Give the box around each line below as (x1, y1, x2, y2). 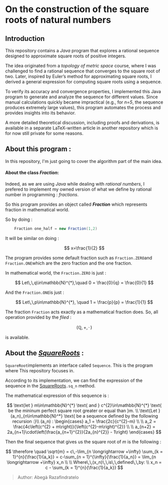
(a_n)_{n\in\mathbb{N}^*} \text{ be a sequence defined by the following (10, 413, 158, 419)
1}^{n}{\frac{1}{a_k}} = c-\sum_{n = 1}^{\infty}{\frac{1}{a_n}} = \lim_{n (12, 454, 156, 460)
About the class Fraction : (5, 170, 59, 176)
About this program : (5, 145, 71, 153)
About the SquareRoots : (5, 349, 84, 358)
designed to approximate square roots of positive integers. (5, 53, 126, 59)
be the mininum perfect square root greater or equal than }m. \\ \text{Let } (8, 408, 160, 414)
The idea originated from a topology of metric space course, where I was (5, 63, 156, 68)
